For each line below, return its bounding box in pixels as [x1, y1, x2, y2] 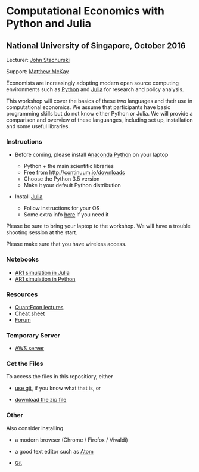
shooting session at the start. [6, 229, 77, 236]
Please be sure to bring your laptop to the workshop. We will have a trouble [6, 222, 191, 230]
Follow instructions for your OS [23, 204, 100, 212]
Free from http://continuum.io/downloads [23, 169, 125, 176]
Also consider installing [6, 424, 64, 431]
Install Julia [14, 193, 43, 200]
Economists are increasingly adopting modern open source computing [6, 79, 179, 86]
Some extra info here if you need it [23, 211, 109, 218]
